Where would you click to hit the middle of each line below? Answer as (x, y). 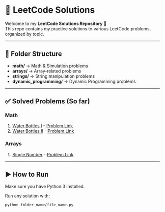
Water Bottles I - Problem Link (42, 126)
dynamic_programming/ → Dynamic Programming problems (74, 81)
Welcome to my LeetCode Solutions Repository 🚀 (56, 24)
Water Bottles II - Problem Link (43, 131)
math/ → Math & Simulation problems (50, 66)
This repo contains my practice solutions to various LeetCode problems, (78, 28)
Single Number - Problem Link (43, 154)
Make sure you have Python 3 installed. (45, 186)
